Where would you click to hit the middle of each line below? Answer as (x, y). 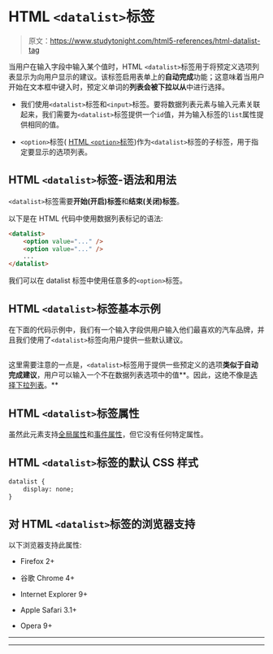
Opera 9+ (36, 626)
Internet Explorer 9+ (54, 595)
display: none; (49, 489)
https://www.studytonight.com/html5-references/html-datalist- (155, 41)
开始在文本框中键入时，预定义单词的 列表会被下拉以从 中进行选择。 (119, 87)
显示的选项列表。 (63, 152)
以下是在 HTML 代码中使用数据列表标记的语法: (86, 218)
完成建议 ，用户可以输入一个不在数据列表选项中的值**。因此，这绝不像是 (130, 375)
